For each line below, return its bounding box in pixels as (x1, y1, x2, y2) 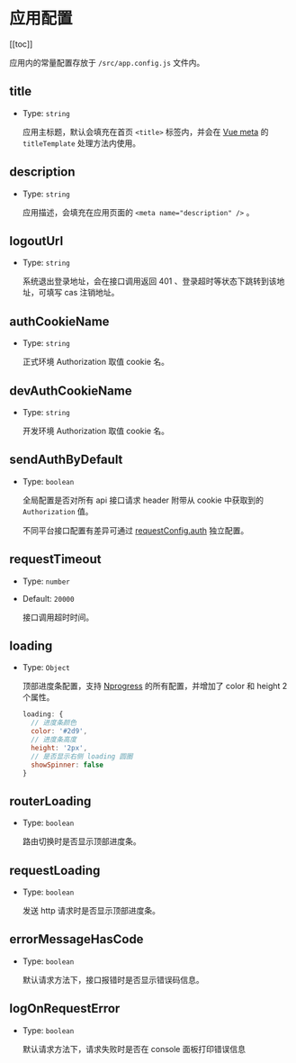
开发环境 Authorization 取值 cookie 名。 (22, 425, 169, 436)
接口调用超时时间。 (22, 612, 94, 622)
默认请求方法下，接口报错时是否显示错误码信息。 (22, 974, 204, 985)
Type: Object (22, 662, 70, 673)
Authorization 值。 (22, 505, 94, 516)
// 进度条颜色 (31, 718, 77, 728)
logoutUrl (9, 233, 64, 249)
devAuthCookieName (9, 383, 132, 398)
